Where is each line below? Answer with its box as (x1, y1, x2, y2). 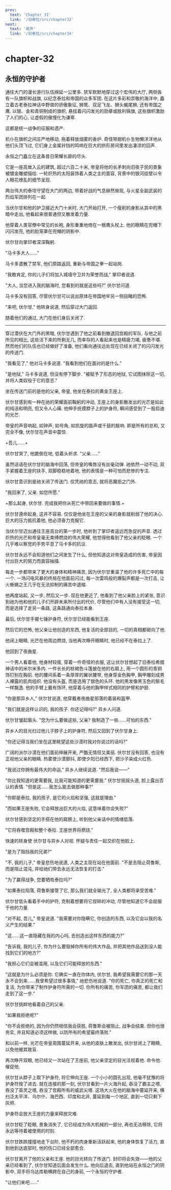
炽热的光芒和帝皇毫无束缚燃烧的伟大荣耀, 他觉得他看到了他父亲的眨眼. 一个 (5, 535, 162, 540)
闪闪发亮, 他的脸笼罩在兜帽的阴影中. (5, 228, 81, 234)
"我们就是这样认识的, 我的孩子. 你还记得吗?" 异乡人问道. (5, 706, 122, 712)
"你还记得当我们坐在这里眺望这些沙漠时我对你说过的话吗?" (5, 739, 128, 744)
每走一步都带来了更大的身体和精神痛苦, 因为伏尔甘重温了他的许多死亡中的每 (5, 569, 164, 575)
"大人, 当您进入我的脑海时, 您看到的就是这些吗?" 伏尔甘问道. (5, 282, 131, 288)
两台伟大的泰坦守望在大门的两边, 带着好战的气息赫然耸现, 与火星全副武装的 (5, 188, 162, 193)
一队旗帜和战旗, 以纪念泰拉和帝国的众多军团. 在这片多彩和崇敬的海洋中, (9, 95, 159, 101)
